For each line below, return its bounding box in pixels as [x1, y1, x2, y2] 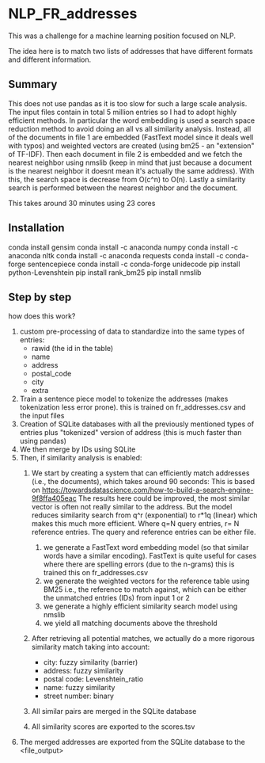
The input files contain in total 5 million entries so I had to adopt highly [8, 107, 237, 116]
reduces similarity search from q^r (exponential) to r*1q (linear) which [31, 510, 258, 520]
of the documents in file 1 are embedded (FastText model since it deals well [8, 132, 254, 142]
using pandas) [19, 437, 67, 446]
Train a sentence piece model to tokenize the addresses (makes [19, 394, 229, 404]
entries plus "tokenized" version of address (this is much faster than [19, 428, 242, 437]
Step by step [8, 290, 72, 303]
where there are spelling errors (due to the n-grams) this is [43, 559, 235, 569]
